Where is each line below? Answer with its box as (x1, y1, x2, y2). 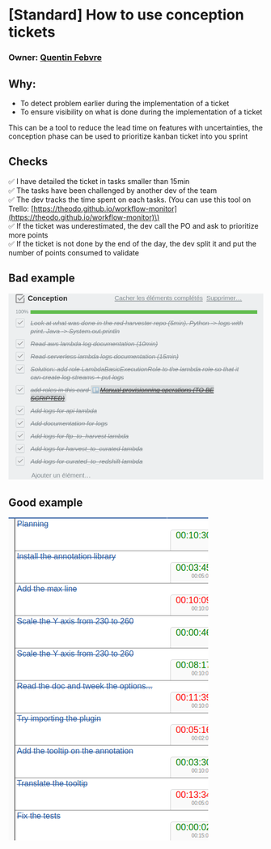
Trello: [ (8, 204, 34, 213)
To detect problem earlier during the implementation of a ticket (19, 98, 230, 108)
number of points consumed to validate (8, 247, 140, 257)
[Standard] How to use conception (8, 6, 244, 24)
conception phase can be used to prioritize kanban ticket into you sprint (8, 131, 248, 141)
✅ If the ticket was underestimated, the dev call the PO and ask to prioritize (8, 221, 259, 230)
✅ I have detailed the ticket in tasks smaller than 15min (8, 176, 190, 186)
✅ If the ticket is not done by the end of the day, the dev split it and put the (8, 238, 257, 248)
